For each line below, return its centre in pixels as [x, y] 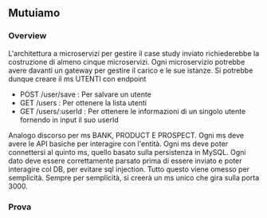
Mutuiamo [34, 13]
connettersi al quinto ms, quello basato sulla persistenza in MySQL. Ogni [127, 152]
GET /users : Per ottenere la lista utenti [83, 102]
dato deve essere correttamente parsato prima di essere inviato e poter [125, 161]
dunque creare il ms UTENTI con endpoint [77, 78]
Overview [27, 36]
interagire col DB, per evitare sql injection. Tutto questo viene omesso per [129, 169]
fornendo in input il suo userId [69, 120]
